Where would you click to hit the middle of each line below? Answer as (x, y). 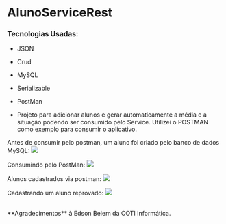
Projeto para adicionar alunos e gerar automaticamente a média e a (112, 115)
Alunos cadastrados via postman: (54, 179)
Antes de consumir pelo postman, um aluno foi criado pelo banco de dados (113, 143)
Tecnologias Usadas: (43, 34)
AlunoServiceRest (60, 13)
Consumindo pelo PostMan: (46, 165)
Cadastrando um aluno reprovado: (55, 193)
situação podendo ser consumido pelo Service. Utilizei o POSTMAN (113, 122)
